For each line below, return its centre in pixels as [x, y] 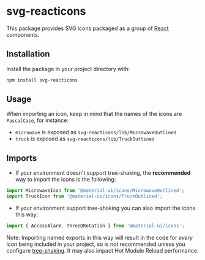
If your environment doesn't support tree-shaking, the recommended [103, 173]
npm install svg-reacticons [42, 80]
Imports [22, 158]
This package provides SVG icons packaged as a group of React [88, 28]
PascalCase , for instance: [37, 120]
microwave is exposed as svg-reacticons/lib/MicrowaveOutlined [96, 132]
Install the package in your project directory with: [68, 69]
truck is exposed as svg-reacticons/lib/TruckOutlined [85, 139]
